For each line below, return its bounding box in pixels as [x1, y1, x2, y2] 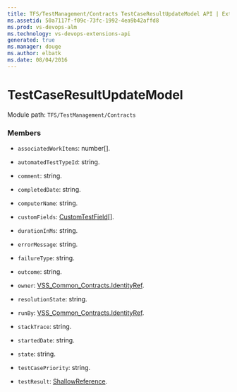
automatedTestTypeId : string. [17, 157, 100, 166]
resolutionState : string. [17, 294, 87, 303]
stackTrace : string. [17, 322, 72, 330]
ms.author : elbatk [7, 50, 61, 57]
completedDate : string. [17, 185, 81, 193]
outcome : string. [17, 267, 62, 276]
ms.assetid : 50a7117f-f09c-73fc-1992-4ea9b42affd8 [7, 17, 159, 24]
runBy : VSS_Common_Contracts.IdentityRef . [17, 309, 145, 317]
